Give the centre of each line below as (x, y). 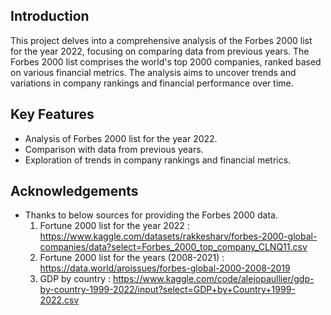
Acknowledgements (74, 191)
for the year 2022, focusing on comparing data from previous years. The (160, 51)
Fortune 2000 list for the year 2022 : (114, 226)
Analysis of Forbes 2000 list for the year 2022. (121, 138)
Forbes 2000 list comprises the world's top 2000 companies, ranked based (166, 61)
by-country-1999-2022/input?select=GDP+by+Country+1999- (167, 290)
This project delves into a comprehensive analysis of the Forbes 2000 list (161, 40)
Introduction (50, 16)
